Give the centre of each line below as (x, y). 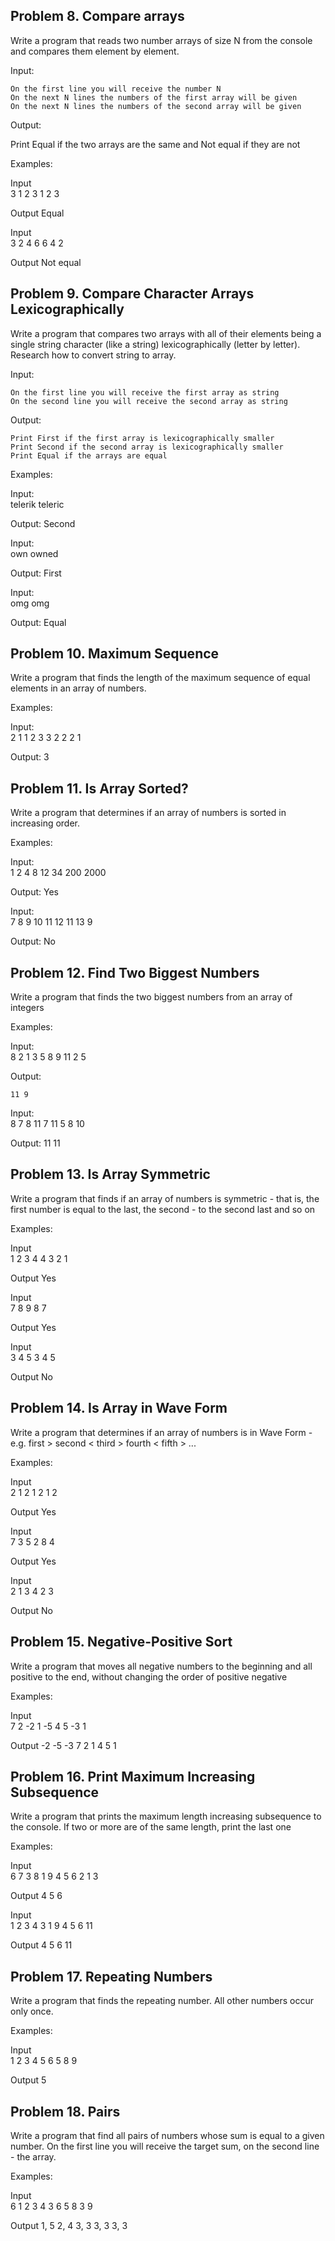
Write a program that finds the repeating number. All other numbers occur (162, 2001)
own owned (34, 553)
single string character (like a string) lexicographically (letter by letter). (155, 344)
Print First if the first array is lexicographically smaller (142, 438)
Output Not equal (46, 262)
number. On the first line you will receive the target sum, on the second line (165, 2146)
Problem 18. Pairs (65, 2111)
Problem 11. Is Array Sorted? (99, 788)
